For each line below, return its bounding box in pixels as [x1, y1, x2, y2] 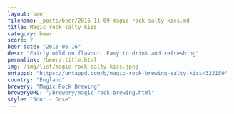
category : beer [7, 30, 53, 38]
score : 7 [7, 37, 34, 44]
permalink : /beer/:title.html [7, 57, 98, 64]
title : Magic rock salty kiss [7, 23, 98, 30]
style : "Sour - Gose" [7, 96, 72, 103]
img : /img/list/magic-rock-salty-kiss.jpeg [7, 63, 139, 70]
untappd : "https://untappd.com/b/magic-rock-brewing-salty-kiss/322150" [7, 69, 228, 76]
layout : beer [7, 10, 46, 18]
